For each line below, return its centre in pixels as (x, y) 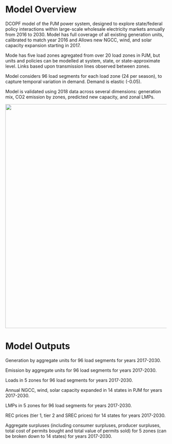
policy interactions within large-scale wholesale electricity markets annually (85, 29)
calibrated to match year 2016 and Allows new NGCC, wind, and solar (79, 40)
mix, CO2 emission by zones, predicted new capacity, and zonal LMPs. (80, 97)
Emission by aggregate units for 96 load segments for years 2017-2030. (81, 370)
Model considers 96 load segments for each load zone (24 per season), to (84, 76)
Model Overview (41, 9)
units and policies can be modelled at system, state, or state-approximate (83, 60)
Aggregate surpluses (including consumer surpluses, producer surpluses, (83, 425)
